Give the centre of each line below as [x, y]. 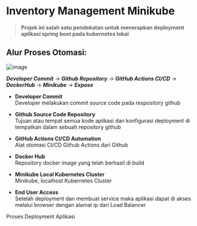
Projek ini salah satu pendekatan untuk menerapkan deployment [102, 27]
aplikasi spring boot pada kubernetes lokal [75, 33]
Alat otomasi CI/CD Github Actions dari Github [71, 145]
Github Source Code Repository [55, 114]
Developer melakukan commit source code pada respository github [98, 103]
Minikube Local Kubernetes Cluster [60, 174]
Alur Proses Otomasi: [47, 53]
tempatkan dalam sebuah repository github [68, 127]
